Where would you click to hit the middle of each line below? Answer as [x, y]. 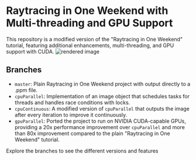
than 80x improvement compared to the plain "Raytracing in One [92, 133]
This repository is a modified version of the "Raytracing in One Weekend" [94, 39]
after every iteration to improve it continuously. [71, 115]
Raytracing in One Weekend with [87, 11]
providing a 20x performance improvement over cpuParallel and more [100, 127]
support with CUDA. [30, 51]
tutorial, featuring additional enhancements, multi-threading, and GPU [90, 45]
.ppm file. [26, 90]
